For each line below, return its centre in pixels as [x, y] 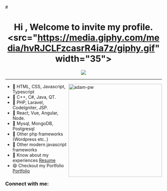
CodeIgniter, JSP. [30, 107]
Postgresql [23, 128]
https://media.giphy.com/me [98, 38]
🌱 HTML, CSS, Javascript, [39, 86]
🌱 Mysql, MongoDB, [33, 123]
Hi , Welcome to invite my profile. [83, 27]
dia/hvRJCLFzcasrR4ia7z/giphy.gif [81, 48]
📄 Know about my [30, 155]
